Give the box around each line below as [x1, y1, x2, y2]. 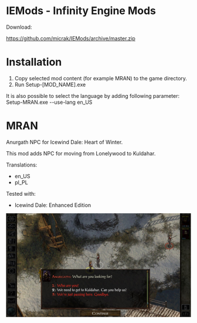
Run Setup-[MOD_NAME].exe [14, 81, 86, 88]
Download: [6, 23, 32, 30]
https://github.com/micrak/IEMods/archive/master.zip [6, 35, 136, 42]
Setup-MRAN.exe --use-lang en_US [6, 98, 93, 106]
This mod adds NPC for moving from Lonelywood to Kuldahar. [6, 149, 156, 157]
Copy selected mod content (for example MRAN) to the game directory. [14, 74, 188, 81]
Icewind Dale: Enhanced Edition [14, 201, 91, 209]
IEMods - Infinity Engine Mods [6, 4, 157, 18]
